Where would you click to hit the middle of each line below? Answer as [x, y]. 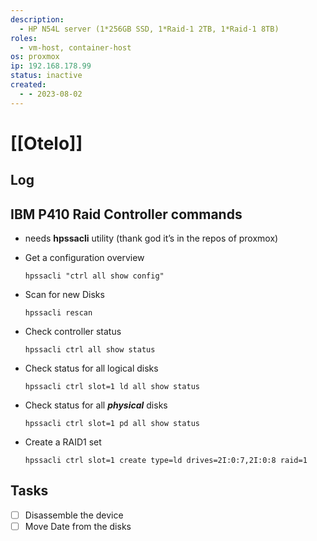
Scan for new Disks [64, 295]
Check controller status [73, 332]
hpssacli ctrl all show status [90, 350]
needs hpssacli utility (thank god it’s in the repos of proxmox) [151, 238]
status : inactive [46, 76]
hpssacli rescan [58, 313]
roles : [24, 38]
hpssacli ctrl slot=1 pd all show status [112, 424]
